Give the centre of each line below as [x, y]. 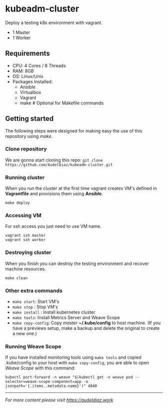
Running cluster [25, 177]
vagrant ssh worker [25, 240]
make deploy [17, 203]
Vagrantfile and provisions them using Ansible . [54, 194]
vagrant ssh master [25, 236]
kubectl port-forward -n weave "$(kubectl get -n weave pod [69, 377]
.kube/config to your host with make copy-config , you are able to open [77, 363]
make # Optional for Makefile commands [62, 103]
